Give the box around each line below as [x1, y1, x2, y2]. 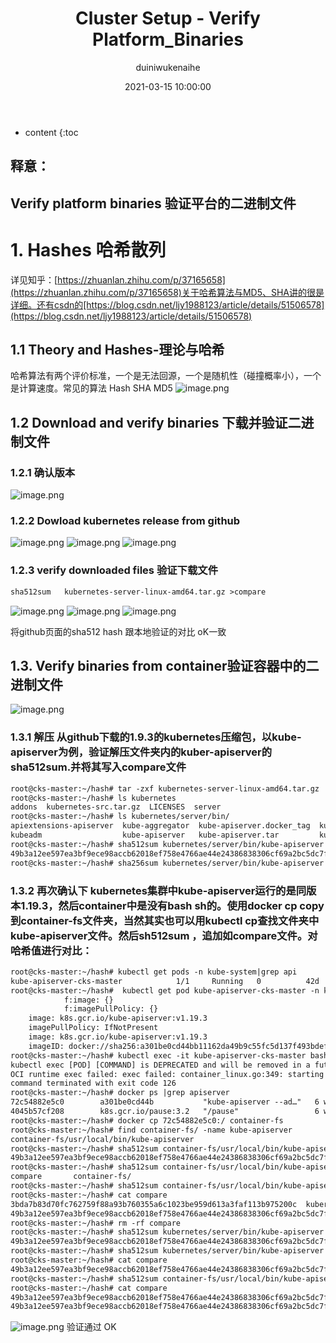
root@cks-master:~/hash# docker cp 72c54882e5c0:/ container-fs [10, 1115, 284, 1126]
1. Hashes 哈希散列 [10, 238, 167, 261]
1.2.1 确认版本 [10, 465, 76, 479]
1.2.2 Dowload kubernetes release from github [10, 514, 241, 528]
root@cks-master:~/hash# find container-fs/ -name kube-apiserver [10, 1125, 293, 1135]
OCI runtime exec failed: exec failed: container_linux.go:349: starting [10, 1069, 325, 1079]
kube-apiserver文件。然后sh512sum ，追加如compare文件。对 [10, 928, 318, 942]
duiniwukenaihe [135, 61, 201, 73]
